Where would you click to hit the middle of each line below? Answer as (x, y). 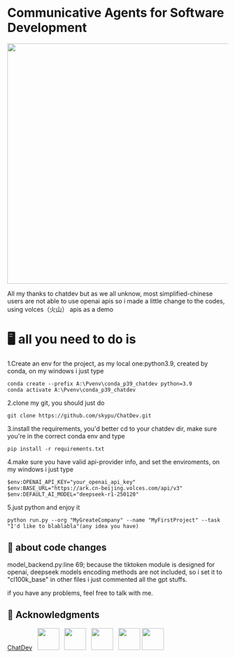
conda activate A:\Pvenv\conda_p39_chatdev (72, 389)
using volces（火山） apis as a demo (60, 309)
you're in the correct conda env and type (66, 436)
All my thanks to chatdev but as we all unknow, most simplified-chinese (110, 293)
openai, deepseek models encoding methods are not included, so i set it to (115, 572)
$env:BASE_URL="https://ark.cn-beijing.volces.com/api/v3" (95, 488)
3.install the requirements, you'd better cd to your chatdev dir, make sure (112, 429)
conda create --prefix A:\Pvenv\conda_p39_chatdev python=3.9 (100, 384)
